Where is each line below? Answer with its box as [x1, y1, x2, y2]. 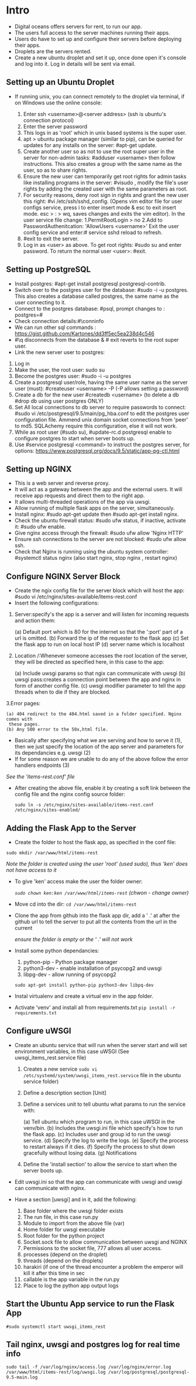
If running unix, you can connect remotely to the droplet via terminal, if [14, 93, 185, 100]
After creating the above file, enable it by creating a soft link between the [14, 784, 191, 791]
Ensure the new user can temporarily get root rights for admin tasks [23, 172, 187, 179]
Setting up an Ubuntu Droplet [6, 77, 115, 87]
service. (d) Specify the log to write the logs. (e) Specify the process [23, 1137, 189, 1144]
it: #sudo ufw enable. [14, 523, 66, 531]
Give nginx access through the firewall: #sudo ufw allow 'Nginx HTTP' [14, 529, 184, 536]
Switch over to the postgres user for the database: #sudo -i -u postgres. [14, 286, 189, 293]
